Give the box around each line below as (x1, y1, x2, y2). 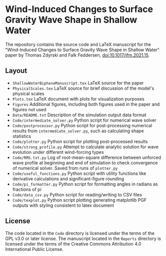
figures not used (12, 106, 46, 112)
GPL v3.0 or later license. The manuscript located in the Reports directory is (5, 235, 161, 241)
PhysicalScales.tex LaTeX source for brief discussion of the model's (12, 85, 154, 91)
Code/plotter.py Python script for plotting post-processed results (12, 138, 148, 144)
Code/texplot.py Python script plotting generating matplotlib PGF (12, 197, 147, 203)
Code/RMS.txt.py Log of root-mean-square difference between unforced (12, 154, 161, 160)
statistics (12, 133, 31, 139)
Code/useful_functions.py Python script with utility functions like (12, 170, 146, 176)
